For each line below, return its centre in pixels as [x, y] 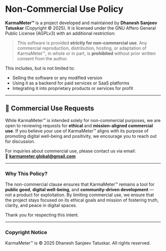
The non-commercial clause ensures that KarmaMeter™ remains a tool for [80, 184]
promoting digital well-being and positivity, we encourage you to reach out [81, 136]
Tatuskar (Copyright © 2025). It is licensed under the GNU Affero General [81, 28]
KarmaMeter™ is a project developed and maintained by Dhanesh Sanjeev [81, 23]
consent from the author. [42, 58]
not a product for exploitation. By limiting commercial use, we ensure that [80, 195]
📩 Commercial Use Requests [50, 108]
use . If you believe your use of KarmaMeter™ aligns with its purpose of [77, 131]
